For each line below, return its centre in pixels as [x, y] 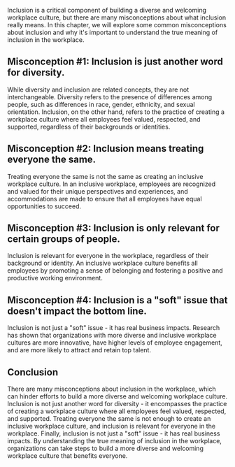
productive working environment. [55, 278]
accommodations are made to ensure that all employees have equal [105, 199]
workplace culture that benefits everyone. [67, 456]
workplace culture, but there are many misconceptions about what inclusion [117, 17]
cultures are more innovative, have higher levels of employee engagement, [115, 343]
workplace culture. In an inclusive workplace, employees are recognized [112, 184]
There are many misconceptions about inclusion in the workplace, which [112, 389]
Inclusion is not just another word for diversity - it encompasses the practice [117, 404]
